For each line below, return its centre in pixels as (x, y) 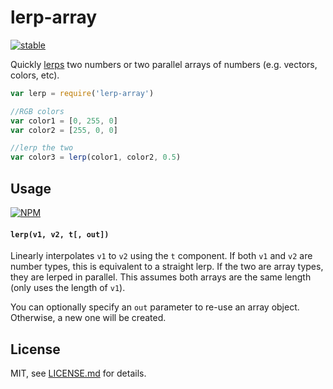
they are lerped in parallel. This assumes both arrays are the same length (161, 277)
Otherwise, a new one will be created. (88, 318)
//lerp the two (42, 148)
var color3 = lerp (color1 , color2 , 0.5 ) (96, 157)
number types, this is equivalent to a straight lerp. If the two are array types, (167, 267)
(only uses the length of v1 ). (68, 288)
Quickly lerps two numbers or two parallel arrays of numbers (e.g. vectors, (164, 64)
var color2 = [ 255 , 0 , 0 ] (64, 130)
